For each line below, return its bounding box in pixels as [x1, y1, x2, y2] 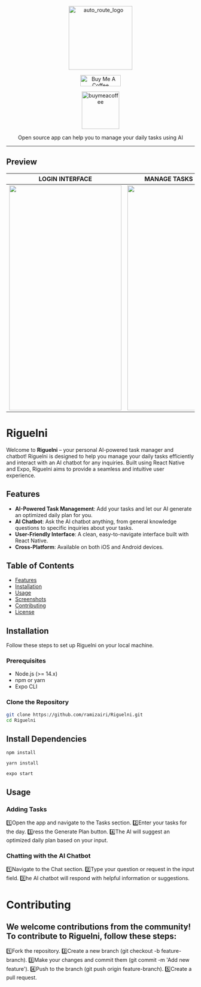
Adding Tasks [6, 805, 47, 813]
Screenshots [14, 596, 47, 603]
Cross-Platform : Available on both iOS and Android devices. [14, 543, 164, 550]
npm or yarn [14, 677, 45, 684]
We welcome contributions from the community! [6, 922, 191, 932]
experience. [6, 472, 36, 479]
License [14, 608, 35, 616]
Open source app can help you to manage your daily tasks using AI [17, 134, 184, 141]
